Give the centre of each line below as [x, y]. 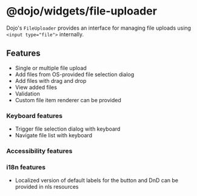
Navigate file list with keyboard [54, 136]
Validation [28, 93]
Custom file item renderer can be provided [68, 100]
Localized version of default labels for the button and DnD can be [97, 180]
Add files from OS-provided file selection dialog [75, 74]
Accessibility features [39, 151]
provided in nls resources [47, 187]
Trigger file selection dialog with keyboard [68, 129]
